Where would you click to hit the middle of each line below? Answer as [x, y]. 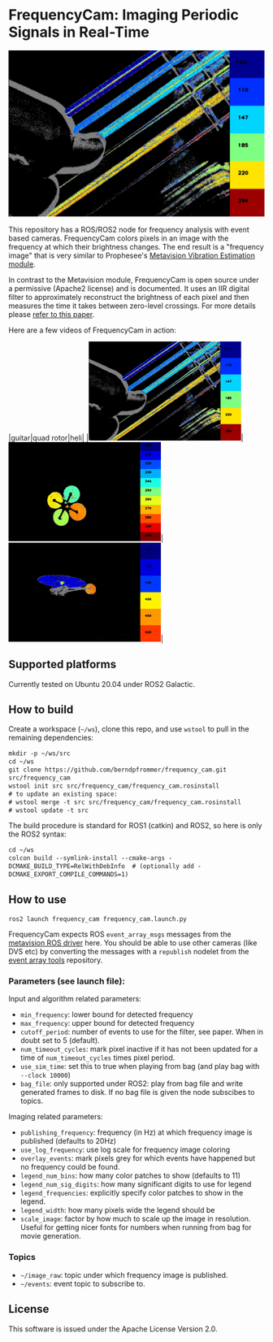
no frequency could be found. [70, 1167]
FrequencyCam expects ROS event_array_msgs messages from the [120, 934]
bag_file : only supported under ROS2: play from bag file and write [132, 1084]
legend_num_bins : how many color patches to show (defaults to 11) [130, 1175]
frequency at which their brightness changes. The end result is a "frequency [136, 246]
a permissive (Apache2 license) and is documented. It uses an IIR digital [129, 288]
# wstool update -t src [49, 810]
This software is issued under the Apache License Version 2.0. [113, 1329]
